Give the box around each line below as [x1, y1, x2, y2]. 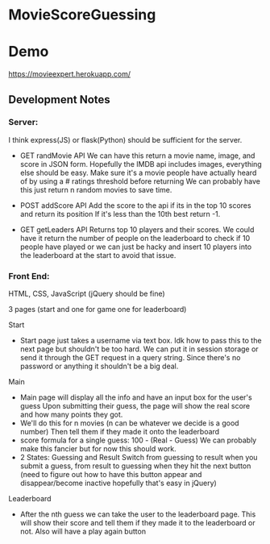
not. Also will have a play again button [19, 526, 147, 537]
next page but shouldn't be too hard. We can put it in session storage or [19, 344, 260, 354]
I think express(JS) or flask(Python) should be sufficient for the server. [8, 135, 243, 144]
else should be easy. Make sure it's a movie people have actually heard [19, 168, 257, 177]
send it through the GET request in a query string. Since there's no [19, 353, 241, 363]
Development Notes [8, 93, 110, 106]
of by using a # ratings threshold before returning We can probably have [19, 176, 260, 186]
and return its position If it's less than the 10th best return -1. [19, 209, 221, 218]
